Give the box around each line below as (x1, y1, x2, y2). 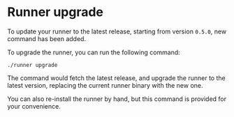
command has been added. (7, 34, 86, 42)
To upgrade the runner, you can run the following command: (7, 48, 180, 56)
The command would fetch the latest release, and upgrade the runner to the (7, 74, 226, 82)
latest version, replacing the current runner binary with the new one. (7, 81, 204, 89)
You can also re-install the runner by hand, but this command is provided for (7, 95, 227, 103)
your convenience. (7, 102, 61, 110)
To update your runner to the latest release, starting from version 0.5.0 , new (7, 27, 227, 36)
